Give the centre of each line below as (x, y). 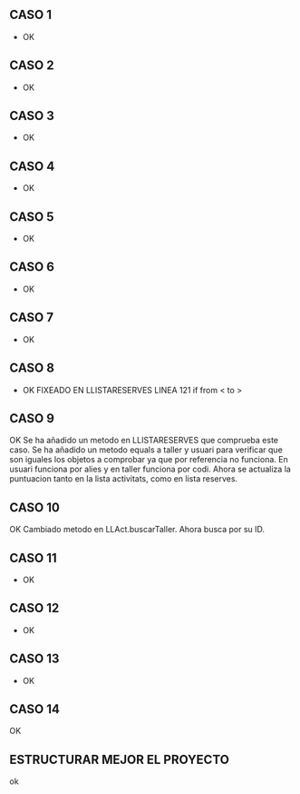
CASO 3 (32, 116)
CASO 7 (32, 318)
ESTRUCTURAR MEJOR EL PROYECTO (119, 759)
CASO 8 (32, 368)
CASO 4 (32, 166)
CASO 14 (35, 709)
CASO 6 (32, 267)
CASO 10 (35, 507)
